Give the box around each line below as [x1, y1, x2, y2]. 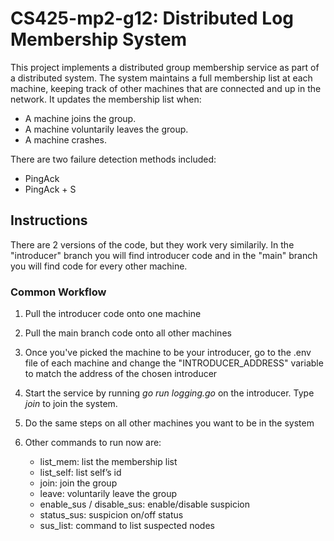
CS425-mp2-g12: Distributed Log [10, 7, 295, 30]
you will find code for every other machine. [10, 260, 188, 272]
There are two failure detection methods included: [10, 153, 217, 165]
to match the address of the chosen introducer [24, 368, 218, 380]
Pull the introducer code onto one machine [24, 308, 202, 320]
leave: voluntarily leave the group [39, 488, 178, 500]
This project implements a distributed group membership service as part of [10, 61, 320, 73]
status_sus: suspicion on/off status [39, 509, 184, 521]
